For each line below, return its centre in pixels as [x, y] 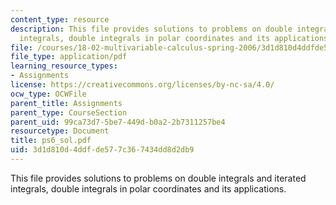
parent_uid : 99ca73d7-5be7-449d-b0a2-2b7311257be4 [118, 122]
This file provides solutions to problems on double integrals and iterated [158, 178]
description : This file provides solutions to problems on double [151, 29]
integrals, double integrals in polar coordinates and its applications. [148, 188]
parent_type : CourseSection [69, 112]
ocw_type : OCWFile [48, 94]
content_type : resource [60, 19]
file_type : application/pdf [69, 57]
